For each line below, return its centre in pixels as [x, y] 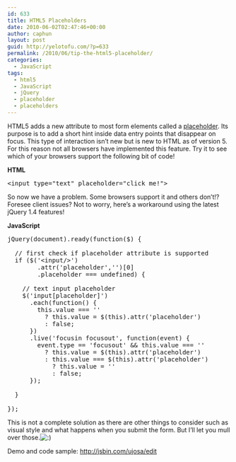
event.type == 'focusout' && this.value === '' [121, 345]
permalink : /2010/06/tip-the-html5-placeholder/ [80, 54]
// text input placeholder [69, 288]
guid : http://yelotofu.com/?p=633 [58, 47]
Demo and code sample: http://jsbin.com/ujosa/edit [82, 451]
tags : [15, 73]
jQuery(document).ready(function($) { [75, 239]
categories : [25, 60]
